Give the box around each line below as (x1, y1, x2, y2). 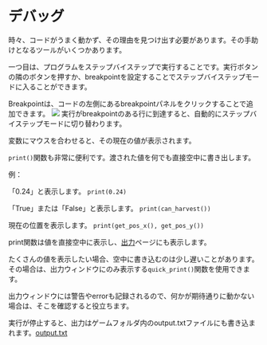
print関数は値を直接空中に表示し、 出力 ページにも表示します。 (8, 237, 211, 247)
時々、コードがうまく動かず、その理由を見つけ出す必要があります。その (8, 35, 245, 45)
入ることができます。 (22, 81, 92, 92)
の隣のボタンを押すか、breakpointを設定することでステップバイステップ (8, 72, 245, 81)
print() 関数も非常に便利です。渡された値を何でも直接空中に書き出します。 (8, 152, 256, 162)
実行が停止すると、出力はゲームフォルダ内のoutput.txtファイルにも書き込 (8, 318, 249, 327)
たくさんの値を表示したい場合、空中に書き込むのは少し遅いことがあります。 (8, 254, 259, 264)
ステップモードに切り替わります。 (14, 119, 127, 128)
